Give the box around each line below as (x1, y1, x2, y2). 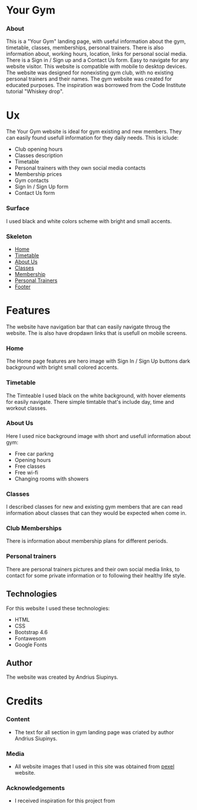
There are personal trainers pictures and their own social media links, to (6, 566, 180, 573)
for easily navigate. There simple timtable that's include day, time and (6, 398, 175, 405)
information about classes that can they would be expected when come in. (6, 510, 187, 517)
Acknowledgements (6, 784, 65, 792)
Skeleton (6, 232, 32, 240)
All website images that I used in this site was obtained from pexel (14, 763, 175, 770)
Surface (6, 204, 29, 213)
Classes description (14, 152, 63, 159)
